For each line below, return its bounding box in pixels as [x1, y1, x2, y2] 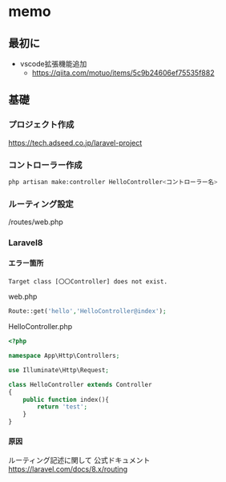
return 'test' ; [37, 403, 88, 411]
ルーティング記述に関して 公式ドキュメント [8, 456, 151, 465]
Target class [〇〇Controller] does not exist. [8, 278, 168, 286]
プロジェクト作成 [8, 119, 75, 131]
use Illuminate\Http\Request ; [8, 366, 110, 374]
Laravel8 [8, 237, 43, 248]
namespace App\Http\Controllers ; [8, 351, 120, 360]
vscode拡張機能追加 [19, 59, 87, 68]
